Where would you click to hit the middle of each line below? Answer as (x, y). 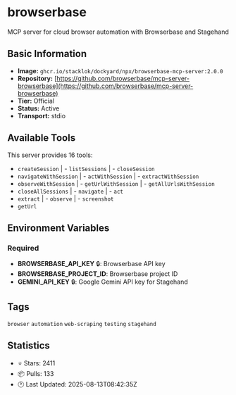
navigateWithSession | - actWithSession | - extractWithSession (108, 176)
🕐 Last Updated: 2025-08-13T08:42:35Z (77, 384)
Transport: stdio (41, 115)
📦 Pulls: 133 (36, 373)
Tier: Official (36, 101)
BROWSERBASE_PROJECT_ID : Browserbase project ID (98, 274)
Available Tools (42, 138)
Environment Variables (58, 228)
